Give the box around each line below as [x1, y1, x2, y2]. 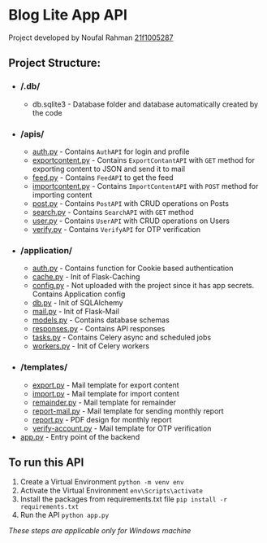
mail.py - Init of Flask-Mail [32, 307, 120, 317]
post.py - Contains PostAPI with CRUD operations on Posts [32, 198, 230, 208]
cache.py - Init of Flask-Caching [32, 272, 140, 282]
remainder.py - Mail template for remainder [32, 397, 177, 407]
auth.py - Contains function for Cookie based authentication [32, 263, 234, 274]
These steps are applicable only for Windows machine [8, 526, 192, 536]
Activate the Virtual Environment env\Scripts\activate [19, 486, 204, 496]
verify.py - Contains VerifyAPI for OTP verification [32, 224, 201, 234]
